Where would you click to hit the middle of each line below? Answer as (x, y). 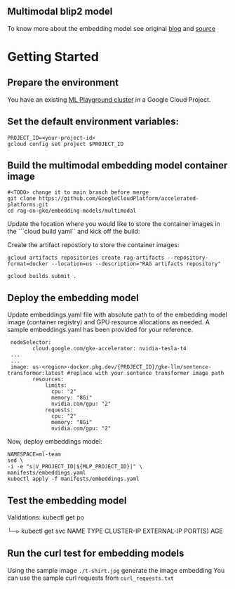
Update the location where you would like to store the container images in (114, 224)
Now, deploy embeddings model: (55, 442)
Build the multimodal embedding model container (117, 165)
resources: (48, 379)
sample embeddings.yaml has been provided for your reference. (100, 330)
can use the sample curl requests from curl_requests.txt (90, 578)
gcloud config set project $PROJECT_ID (66, 144)
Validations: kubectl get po (46, 517)
